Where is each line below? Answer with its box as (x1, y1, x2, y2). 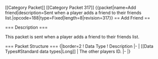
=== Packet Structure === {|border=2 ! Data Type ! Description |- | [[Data (5, 43, 154, 49)
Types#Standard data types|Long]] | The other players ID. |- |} (5, 49, 131, 54)
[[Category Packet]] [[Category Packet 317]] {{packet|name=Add (5, 5, 136, 10)
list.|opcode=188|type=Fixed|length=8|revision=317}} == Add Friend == (5, 15, 150, 20)
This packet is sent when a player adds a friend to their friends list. (5, 34, 139, 39)
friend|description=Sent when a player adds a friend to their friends (5, 10, 142, 16)
